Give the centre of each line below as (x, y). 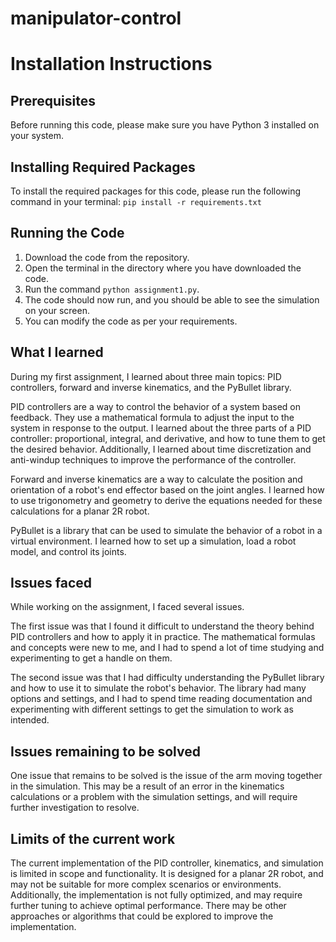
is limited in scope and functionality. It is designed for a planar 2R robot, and (167, 874)
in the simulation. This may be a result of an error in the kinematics (147, 786)
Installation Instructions (111, 64)
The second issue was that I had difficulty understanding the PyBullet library (167, 678)
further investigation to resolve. (75, 808)
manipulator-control (96, 18)
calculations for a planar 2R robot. (80, 511)
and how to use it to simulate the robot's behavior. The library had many (158, 688)
